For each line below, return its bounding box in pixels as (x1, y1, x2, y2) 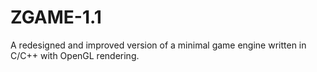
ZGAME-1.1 (10, 6, 102, 29)
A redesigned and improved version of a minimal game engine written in (10, 39, 307, 51)
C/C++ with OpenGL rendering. (10, 49, 140, 61)
